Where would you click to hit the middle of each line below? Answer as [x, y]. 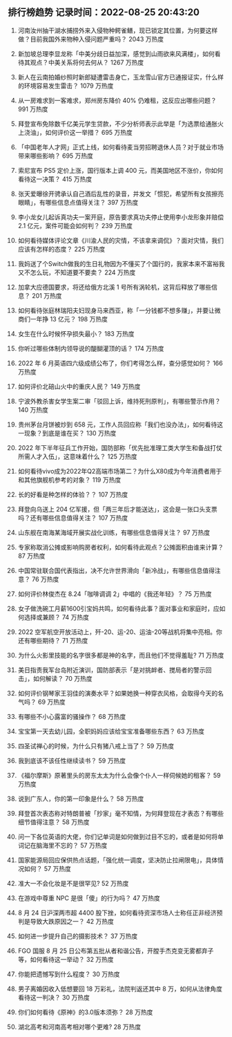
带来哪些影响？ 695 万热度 [56, 156]
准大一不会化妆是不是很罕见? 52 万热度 [73, 883]
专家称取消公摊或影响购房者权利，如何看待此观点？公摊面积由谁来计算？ [120, 547]
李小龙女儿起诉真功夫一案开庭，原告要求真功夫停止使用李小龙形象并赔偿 [120, 217]
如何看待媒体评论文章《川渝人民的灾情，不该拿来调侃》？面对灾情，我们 [120, 240]
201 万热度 [47, 295]
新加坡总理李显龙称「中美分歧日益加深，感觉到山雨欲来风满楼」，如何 [116, 53]
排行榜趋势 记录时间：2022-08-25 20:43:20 [104, 12]
